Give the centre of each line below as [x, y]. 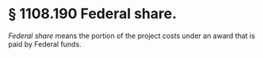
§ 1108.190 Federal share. [93, 14]
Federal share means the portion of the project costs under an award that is [132, 36]
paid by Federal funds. [45, 44]
